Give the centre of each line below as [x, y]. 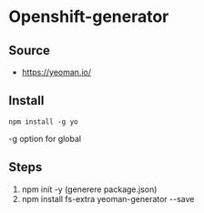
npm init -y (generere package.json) [89, 189]
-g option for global [45, 138]
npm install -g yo [43, 122]
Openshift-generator [89, 17]
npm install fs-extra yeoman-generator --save [108, 198]
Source [30, 51]
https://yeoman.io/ [56, 72]
